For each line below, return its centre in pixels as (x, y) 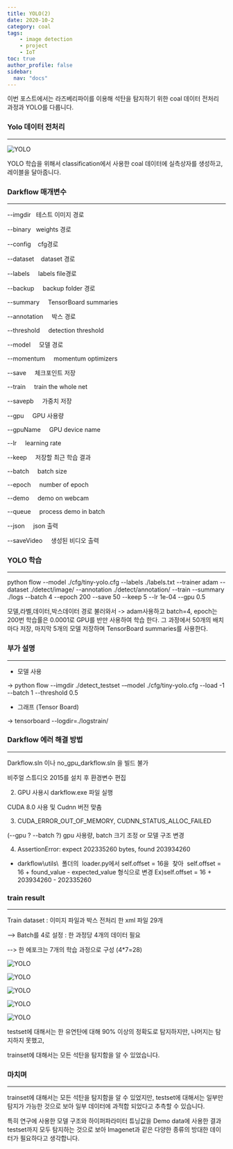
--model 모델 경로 (35, 345)
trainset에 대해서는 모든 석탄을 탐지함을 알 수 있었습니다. (84, 1055)
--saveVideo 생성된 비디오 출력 (53, 540)
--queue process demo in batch (56, 511)
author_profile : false (40, 65)
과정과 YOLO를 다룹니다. (41, 107)
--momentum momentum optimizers (62, 358)
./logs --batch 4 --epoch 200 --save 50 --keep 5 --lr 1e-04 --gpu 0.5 (106, 597)
